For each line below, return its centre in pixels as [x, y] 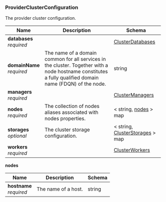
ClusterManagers [134, 95]
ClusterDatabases [134, 42]
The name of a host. [60, 189]
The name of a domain [71, 53]
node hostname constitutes [76, 72]
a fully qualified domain [71, 78]
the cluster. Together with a [76, 65]
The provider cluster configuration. [41, 18]
